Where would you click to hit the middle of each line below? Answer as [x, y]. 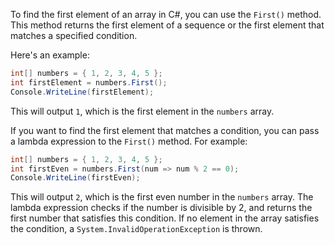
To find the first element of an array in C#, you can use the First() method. [166, 14]
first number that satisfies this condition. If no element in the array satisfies [165, 218]
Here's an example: [50, 55]
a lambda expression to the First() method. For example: [129, 141]
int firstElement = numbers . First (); [89, 82]
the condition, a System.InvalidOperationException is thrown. [136, 229]
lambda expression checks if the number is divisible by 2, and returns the [161, 208]
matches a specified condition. [74, 35]
